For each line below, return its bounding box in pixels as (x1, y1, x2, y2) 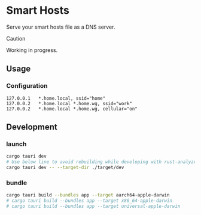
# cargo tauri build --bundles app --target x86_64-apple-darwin (6, 198, 172, 204)
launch (6, 140, 27, 148)
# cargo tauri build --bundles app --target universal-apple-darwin (6, 203, 181, 209)
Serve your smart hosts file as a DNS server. (6, 23, 115, 30)
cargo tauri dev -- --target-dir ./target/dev (6, 165, 124, 171)
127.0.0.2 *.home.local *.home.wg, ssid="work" (6, 100, 133, 106)
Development (6, 122, 58, 132)
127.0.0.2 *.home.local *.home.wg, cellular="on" (6, 106, 138, 112)
